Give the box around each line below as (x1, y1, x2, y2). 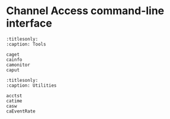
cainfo (6, 57, 23, 62)
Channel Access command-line (6, 4, 165, 18)
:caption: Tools (6, 41, 46, 47)
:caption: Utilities (6, 82, 57, 88)
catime (6, 98, 23, 104)
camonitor (6, 62, 31, 68)
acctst (6, 92, 23, 98)
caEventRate (6, 108, 36, 114)
